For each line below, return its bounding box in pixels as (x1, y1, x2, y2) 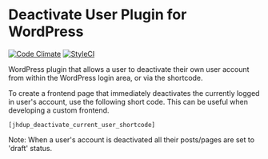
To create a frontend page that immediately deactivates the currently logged (8, 88, 260, 97)
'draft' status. (8, 143, 53, 153)
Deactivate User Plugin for (8, 6, 187, 24)
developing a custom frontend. (8, 105, 110, 115)
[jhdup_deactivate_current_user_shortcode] (8, 121, 156, 129)
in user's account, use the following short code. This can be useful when (8, 97, 248, 106)
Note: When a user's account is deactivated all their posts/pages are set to (8, 134, 254, 145)
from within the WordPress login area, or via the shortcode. (8, 73, 203, 82)
